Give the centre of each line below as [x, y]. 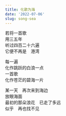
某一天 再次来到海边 [26, 90]
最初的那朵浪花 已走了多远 [33, 102]
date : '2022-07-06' [25, 14]
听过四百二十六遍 [22, 45]
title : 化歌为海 [20, 10]
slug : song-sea [21, 19]
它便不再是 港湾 [22, 51]
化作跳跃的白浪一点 [24, 68]
